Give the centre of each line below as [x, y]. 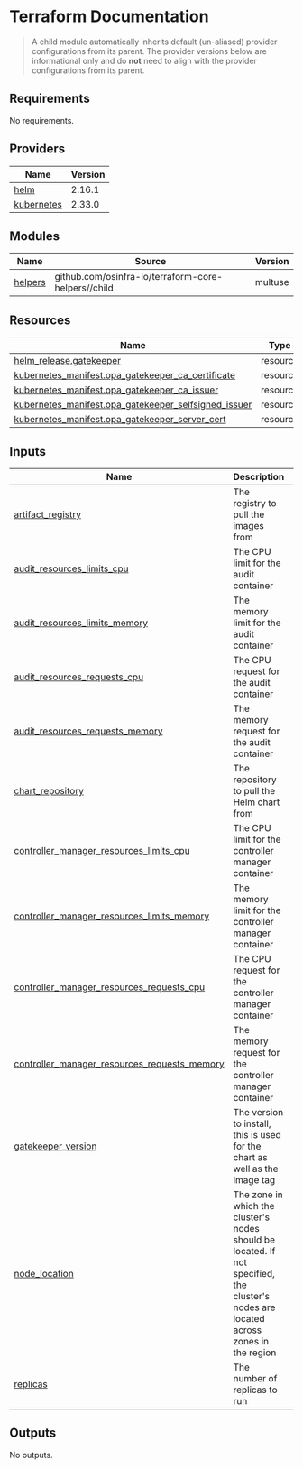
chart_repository [49, 791]
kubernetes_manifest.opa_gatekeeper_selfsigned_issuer [133, 405]
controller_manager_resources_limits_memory [112, 916]
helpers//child [84, 288]
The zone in [258, 1195]
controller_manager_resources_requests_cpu [110, 987]
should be [254, 1240]
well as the [256, 1169]
